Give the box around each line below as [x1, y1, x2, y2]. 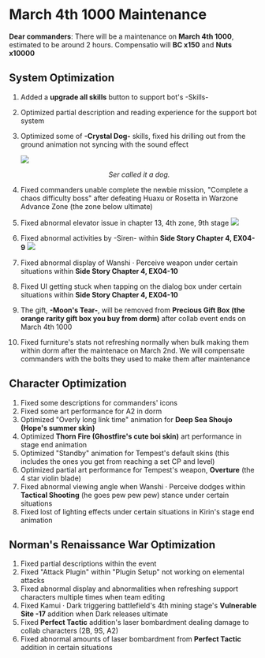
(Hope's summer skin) [20, 423, 95, 432]
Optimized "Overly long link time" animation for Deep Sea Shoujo [20, 414, 233, 424]
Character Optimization [9, 377, 127, 391]
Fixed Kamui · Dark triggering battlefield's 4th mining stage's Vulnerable [20, 601, 257, 611]
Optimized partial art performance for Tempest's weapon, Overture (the [20, 465, 255, 474]
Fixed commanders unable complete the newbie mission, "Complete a [20, 185, 248, 194]
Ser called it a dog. [108, 170, 170, 179]
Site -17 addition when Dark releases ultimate [20, 609, 169, 619]
